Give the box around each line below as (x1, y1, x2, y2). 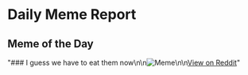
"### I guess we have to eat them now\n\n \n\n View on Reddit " (7, 58, 240, 67)
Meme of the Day (7, 37, 94, 51)
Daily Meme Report (7, 6, 137, 24)
